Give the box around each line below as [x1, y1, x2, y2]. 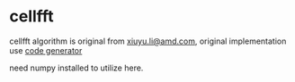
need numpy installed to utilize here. [9, 62, 144, 73]
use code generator [9, 45, 83, 55]
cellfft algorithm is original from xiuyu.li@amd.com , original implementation [9, 36, 287, 46]
